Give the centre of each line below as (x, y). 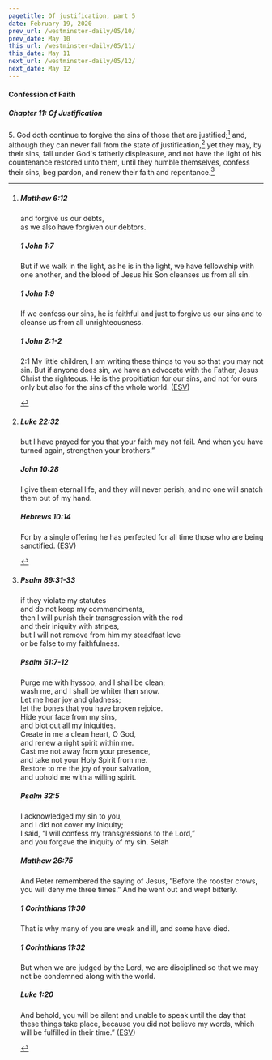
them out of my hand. (56, 498)
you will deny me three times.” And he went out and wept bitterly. (129, 889)
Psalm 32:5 (40, 796)
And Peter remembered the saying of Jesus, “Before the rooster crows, (139, 881)
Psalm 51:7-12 (44, 662)
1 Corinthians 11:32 (53, 947)
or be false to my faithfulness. (70, 643)
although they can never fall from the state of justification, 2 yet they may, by (135, 144)
